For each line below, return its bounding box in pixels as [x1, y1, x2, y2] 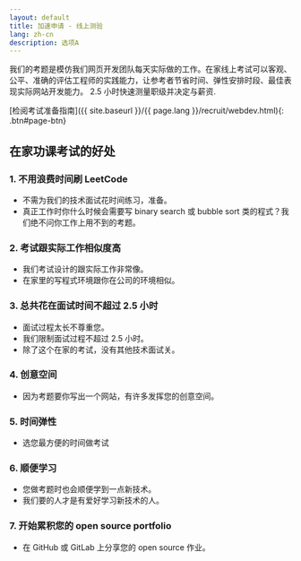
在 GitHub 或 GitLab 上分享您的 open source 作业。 [21, 541, 211, 552]
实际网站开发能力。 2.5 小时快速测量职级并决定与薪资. [16, 86, 217, 97]
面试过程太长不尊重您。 [21, 322, 109, 332]
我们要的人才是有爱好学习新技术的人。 [21, 495, 164, 506]
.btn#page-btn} [9, 116, 67, 126]
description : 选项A [9, 38, 80, 47]
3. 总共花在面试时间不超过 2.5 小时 [9, 299, 159, 312]
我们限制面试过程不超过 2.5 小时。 [21, 332, 150, 343]
